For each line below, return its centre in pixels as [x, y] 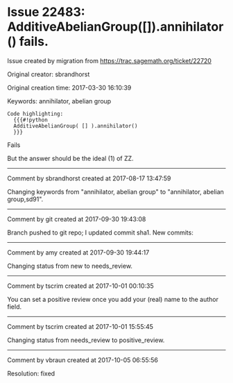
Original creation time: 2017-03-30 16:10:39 [69, 87]
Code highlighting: [35, 114]
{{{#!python [31, 120]
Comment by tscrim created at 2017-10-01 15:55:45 [80, 326]
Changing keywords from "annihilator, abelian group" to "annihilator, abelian [115, 191]
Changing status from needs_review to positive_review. [86, 340]
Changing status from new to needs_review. [70, 266]
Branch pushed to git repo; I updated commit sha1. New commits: [101, 232]
